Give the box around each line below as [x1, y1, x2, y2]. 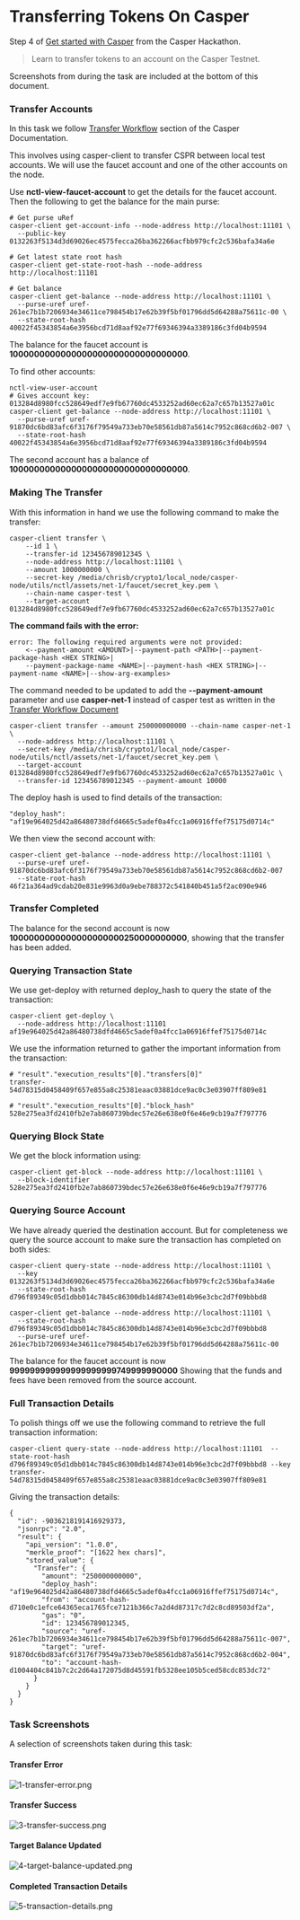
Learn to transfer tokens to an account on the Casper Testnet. [31, 53, 260, 64]
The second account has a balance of [9, 454, 150, 465]
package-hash [9, 653, 58, 662]
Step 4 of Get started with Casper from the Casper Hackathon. [9, 36, 241, 47]
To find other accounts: [9, 366, 96, 377]
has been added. [9, 941, 72, 953]
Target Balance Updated [9, 1840, 101, 1851]
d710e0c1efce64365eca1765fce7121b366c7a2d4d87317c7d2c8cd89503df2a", [9, 1603, 276, 1613]
